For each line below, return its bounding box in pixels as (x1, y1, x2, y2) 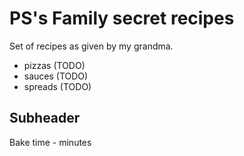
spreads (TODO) (23, 80, 92, 92)
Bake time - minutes (9, 136, 92, 148)
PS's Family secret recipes (9, 7, 235, 30)
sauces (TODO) (23, 70, 89, 82)
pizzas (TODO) (23, 59, 86, 71)
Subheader (9, 110, 81, 127)
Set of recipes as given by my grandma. (9, 40, 174, 52)
